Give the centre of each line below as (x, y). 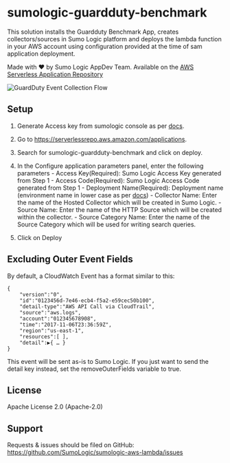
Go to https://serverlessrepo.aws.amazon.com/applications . (102, 139)
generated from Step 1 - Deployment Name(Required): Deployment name (120, 188)
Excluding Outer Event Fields (70, 259)
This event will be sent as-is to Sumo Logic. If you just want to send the (108, 361)
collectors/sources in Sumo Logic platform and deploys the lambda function (114, 39)
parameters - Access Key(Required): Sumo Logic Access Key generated (119, 173)
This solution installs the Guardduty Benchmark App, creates (93, 32)
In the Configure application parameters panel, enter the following (110, 166)
